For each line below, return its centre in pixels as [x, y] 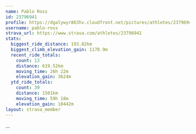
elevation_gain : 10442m [45, 104]
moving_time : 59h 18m [42, 98]
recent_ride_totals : [36, 55]
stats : [13, 39]
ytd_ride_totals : [32, 83]
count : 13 [28, 60]
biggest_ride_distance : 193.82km [51, 44]
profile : [16, 22]
